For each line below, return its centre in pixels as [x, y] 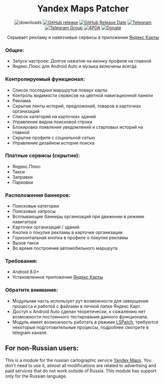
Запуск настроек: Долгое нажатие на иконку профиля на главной [82, 61]
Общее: [15, 50]
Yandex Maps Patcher [83, 9]
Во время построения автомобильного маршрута [65, 248]
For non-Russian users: [42, 348]
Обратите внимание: [32, 290]
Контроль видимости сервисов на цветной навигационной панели [82, 95]
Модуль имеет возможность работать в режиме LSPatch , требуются [85, 322]
